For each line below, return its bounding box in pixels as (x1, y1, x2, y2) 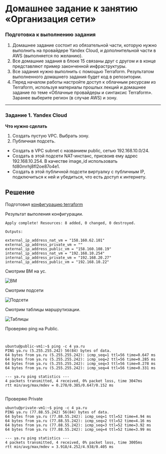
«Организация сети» (5, 13, 96, 25)
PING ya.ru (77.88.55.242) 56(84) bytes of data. (5, 409, 110, 414)
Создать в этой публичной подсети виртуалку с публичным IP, (12, 169, 146, 175)
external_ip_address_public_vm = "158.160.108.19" (5, 246, 112, 251)
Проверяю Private (5, 396, 43, 402)
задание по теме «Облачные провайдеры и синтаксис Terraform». (12, 90, 153, 95)
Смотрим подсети (5, 287, 43, 293)
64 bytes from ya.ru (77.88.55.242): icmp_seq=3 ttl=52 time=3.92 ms (5, 422, 152, 428)
